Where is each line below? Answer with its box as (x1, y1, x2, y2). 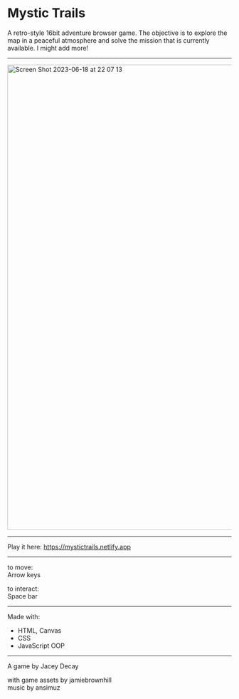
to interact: (7, 584, 39, 593)
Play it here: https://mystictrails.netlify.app (7, 542, 132, 551)
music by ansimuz (7, 683, 60, 692)
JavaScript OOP (17, 641, 65, 650)
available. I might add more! (7, 43, 89, 52)
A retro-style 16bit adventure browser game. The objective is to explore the (7, 29, 228, 37)
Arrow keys (7, 570, 41, 579)
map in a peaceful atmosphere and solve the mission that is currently (7, 36, 210, 44)
